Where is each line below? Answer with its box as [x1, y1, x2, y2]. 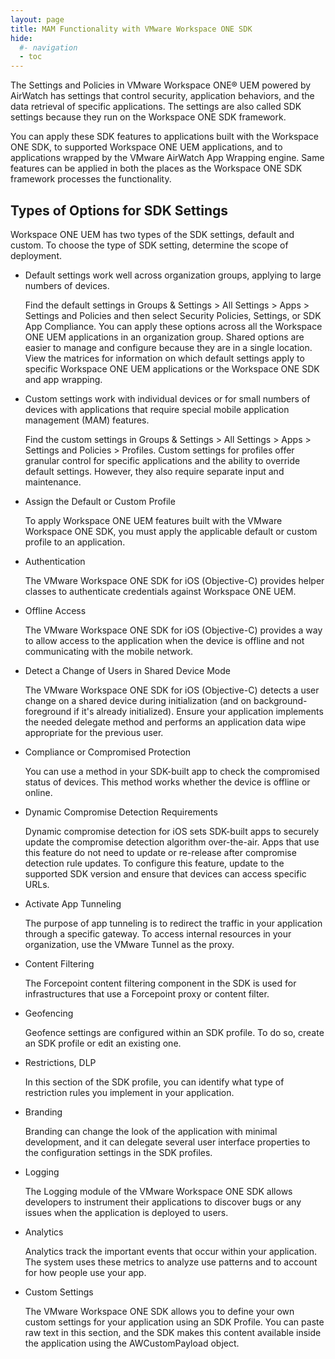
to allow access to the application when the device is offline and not [24, 634, 305, 646]
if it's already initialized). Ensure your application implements [73, 705, 324, 717]
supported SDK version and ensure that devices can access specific [24, 867, 307, 880]
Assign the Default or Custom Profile [24, 495, 176, 507]
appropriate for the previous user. [24, 726, 164, 738]
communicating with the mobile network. [24, 645, 194, 657]
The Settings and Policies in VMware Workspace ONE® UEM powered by [10, 79, 312, 91]
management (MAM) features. [24, 414, 150, 426]
